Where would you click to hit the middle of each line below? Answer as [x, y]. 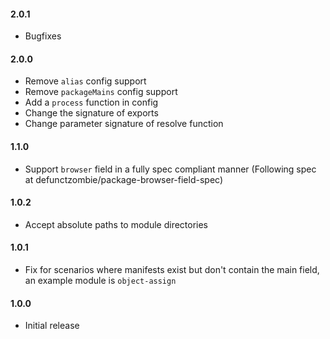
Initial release [52, 326]
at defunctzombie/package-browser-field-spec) [123, 179]
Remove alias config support [85, 81]
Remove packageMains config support [101, 92]
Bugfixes [43, 36]
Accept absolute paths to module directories [116, 224]
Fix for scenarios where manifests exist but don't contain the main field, [172, 270]
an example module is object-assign [100, 281]
